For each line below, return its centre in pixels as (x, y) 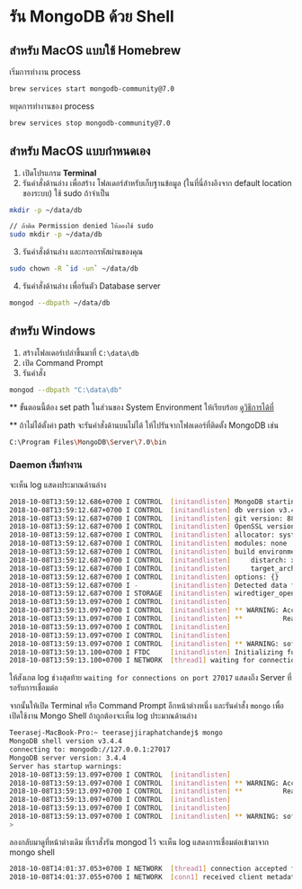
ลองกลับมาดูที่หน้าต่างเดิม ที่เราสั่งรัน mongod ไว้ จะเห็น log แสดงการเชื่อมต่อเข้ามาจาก (139, 841)
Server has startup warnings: (66, 766)
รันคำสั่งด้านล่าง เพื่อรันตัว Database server (91, 286)
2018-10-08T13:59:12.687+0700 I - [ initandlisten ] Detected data (148, 585)
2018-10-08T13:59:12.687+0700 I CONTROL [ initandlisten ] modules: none (148, 544)
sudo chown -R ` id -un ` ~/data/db (74, 269)
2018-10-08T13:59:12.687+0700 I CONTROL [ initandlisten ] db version (142, 510)
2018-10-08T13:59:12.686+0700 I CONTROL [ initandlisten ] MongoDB (136, 502)
